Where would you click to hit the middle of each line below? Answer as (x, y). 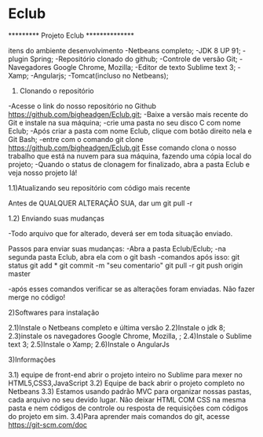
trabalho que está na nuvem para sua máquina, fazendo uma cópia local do (130, 156)
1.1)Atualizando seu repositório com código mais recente (99, 188)
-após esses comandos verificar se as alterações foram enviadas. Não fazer (131, 289)
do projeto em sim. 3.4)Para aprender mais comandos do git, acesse (119, 416)
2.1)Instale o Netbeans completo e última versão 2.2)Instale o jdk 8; (117, 327)
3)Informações (32, 359)
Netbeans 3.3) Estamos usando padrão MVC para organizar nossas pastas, (130, 391)
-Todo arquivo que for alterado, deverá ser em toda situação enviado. (121, 233)
